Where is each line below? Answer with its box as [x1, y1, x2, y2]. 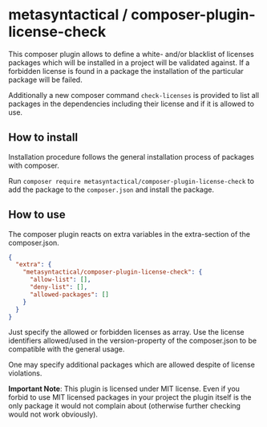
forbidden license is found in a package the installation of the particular [8, 66, 245, 75]
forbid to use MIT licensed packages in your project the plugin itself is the [8, 392, 252, 402]
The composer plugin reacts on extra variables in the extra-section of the [8, 229, 251, 238]
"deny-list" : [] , [29, 283, 88, 291]
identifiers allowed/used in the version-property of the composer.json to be [8, 335, 257, 346]
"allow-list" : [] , [29, 275, 91, 284]
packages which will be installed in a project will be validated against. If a [8, 58, 250, 67]
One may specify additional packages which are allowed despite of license [8, 360, 255, 370]
